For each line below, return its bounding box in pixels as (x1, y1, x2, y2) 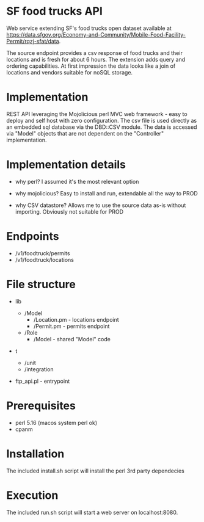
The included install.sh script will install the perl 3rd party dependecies (6, 467, 184, 474)
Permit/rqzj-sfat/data (6, 37, 59, 45)
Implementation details (6, 158, 126, 172)
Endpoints (6, 230, 59, 243)
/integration (24, 365, 54, 373)
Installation (6, 447, 65, 460)
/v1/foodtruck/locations (15, 256, 75, 263)
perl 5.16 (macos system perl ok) (15, 419, 98, 426)
